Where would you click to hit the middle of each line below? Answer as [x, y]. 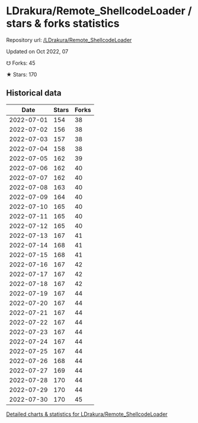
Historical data [34, 93]
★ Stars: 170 [22, 74]
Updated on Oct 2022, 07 [37, 51]
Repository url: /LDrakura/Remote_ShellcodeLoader [69, 40]
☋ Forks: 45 [21, 63]
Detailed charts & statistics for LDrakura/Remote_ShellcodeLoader [87, 414]
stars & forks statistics [63, 23]
